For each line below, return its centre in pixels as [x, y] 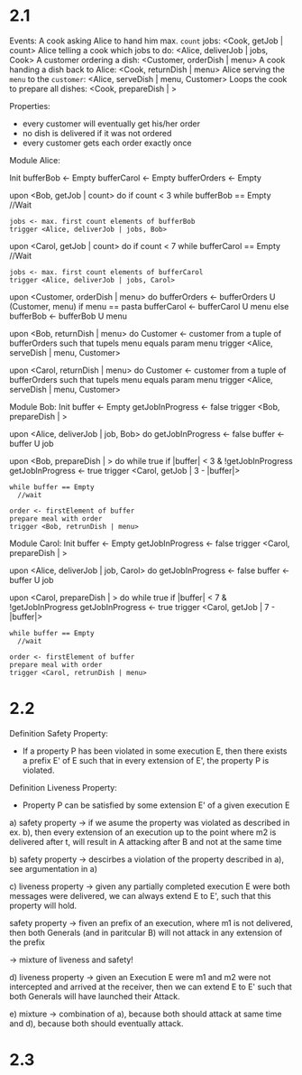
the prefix [27, 942]
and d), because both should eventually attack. [96, 1023]
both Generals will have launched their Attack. [95, 996]
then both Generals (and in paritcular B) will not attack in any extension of [146, 932]
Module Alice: [35, 160]
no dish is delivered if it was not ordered [97, 133]
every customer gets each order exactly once [107, 143]
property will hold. [43, 905]
